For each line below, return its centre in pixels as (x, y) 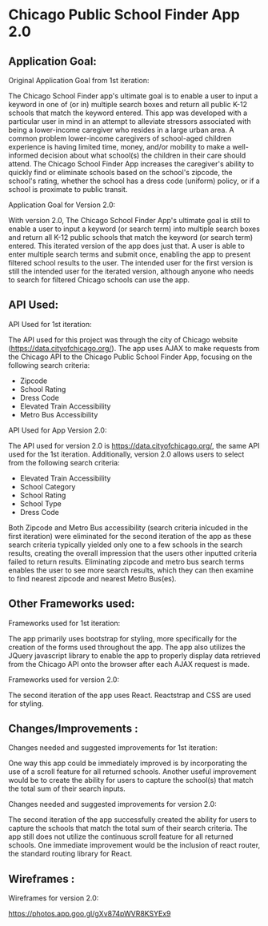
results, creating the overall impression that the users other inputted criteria (133, 553)
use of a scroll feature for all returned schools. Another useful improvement (132, 772)
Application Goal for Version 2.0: (62, 205)
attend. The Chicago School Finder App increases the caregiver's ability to (131, 164)
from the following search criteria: (64, 462)
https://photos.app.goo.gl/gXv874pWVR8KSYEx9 (90, 914)
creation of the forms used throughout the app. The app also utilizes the (127, 647)
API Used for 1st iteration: (50, 324)
